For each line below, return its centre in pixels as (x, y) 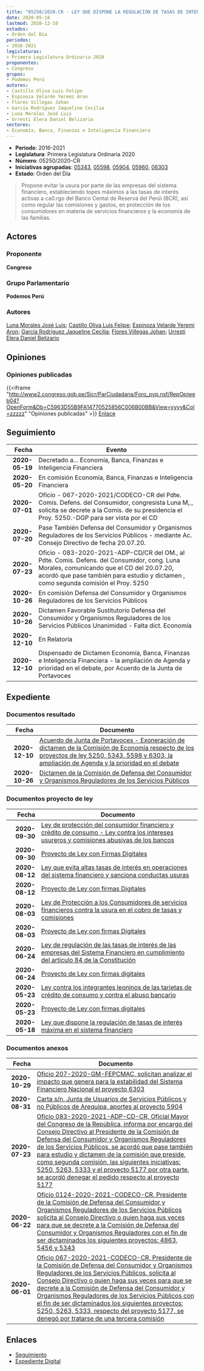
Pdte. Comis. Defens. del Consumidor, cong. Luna (109, 560)
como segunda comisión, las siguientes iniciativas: (109, 1162)
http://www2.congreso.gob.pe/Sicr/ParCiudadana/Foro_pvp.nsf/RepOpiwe (102, 394)
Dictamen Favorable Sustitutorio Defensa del (102, 610)
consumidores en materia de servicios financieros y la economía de (106, 211)
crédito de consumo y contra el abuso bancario (108, 995)
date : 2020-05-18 (28, 18)
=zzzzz (15, 413)
